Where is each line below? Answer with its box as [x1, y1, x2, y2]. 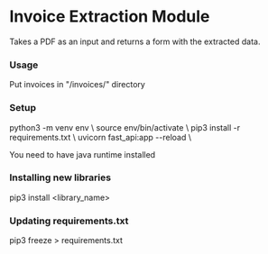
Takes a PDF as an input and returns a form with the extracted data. [9, 36, 261, 47]
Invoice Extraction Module [9, 6, 210, 27]
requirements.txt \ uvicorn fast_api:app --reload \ [9, 132, 192, 142]
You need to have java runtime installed [9, 149, 156, 159]
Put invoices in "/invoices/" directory [9, 79, 146, 90]
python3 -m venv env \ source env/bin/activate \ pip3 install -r [9, 122, 241, 132]
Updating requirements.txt [9, 214, 129, 227]
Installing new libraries [9, 171, 111, 184]
